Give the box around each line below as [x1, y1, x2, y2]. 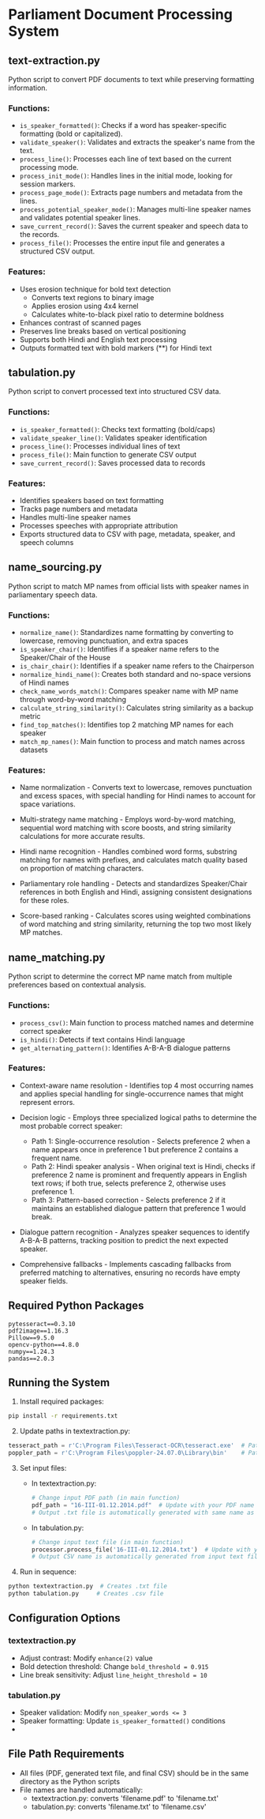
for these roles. [19, 896, 69, 905]
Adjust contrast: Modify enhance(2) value [19, 1653, 153, 1663]
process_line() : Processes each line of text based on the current [19, 154, 232, 163]
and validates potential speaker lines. [19, 213, 140, 223]
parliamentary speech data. [8, 590, 98, 599]
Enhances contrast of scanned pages [19, 318, 142, 327]
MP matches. [19, 928, 63, 938]
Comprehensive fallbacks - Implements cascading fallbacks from [19, 1259, 232, 1268]
